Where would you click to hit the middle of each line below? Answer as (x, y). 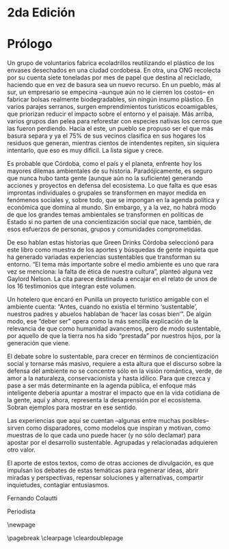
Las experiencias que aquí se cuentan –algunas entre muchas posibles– (108, 421)
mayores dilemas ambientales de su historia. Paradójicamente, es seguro (110, 171)
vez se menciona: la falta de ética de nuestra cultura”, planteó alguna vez (110, 271)
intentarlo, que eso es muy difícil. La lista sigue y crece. (85, 150)
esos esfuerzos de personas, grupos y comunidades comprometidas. (105, 229)
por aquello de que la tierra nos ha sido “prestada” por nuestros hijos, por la (114, 336)
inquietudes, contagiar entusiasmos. (58, 485)
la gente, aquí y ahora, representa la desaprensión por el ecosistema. (105, 400)
